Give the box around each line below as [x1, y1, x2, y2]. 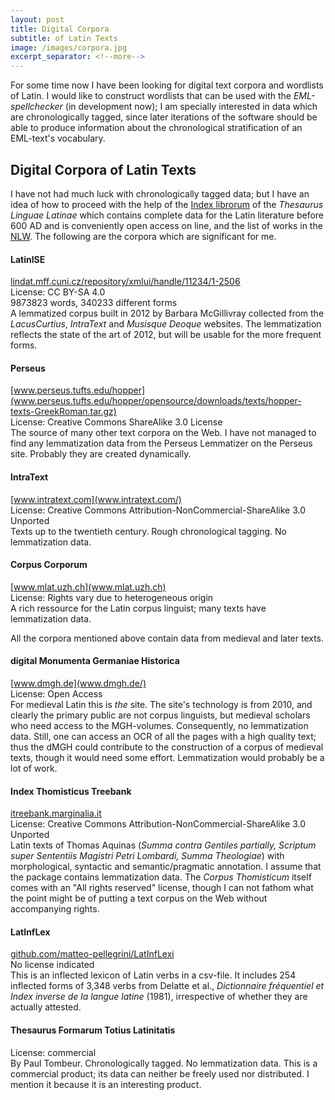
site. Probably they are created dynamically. [10, 448, 192, 460]
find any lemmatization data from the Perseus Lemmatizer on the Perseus [10, 437, 313, 450]
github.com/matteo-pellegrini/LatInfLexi [10, 948, 175, 960]
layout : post [10, 14, 65, 25]
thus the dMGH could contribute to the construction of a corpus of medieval [10, 741, 324, 753]
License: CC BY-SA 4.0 [10, 286, 106, 298]
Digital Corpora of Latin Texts [10, 161, 197, 178]
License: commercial [10, 1046, 97, 1058]
